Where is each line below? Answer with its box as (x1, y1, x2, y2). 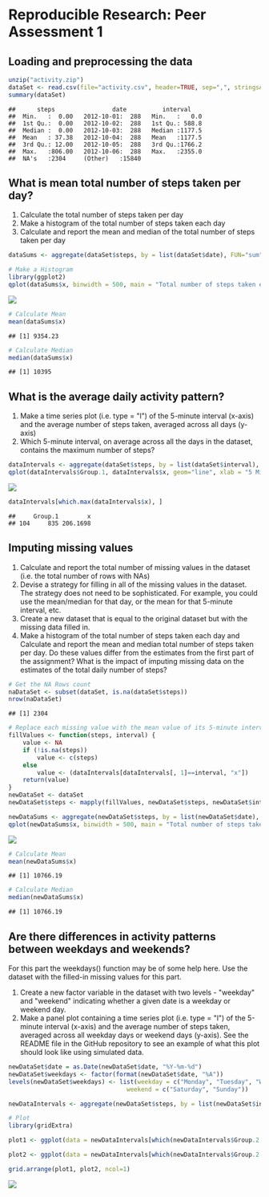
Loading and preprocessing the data (8, 55, 193, 68)
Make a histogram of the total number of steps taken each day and (19, 630, 240, 640)
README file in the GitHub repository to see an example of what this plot (19, 1039, 260, 1048)
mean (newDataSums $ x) (8, 857, 78, 865)
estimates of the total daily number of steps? (19, 665, 167, 674)
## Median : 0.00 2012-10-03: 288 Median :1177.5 (8, 126, 203, 134)
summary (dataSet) (8, 91, 66, 99)
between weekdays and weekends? (8, 942, 191, 956)
